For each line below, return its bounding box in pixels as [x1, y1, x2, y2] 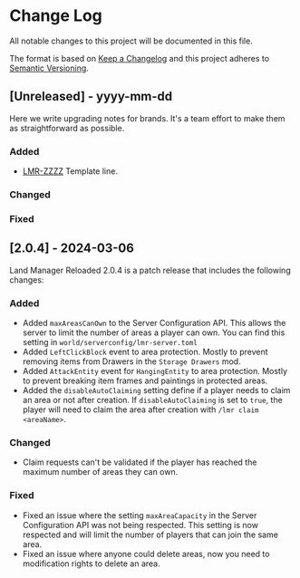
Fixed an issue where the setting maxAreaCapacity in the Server [22, 509, 257, 521]
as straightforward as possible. [9, 122, 125, 133]
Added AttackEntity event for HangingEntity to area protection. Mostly [22, 366, 288, 376]
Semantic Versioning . [9, 63, 89, 73]
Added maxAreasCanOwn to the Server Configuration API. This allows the [22, 318, 286, 328]
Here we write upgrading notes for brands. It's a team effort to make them [9, 112, 285, 123]
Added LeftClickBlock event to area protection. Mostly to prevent [22, 346, 269, 357]
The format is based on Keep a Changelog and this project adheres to [9, 53, 270, 63]
